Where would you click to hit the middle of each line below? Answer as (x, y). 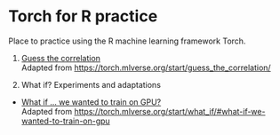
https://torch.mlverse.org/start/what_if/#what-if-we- (170, 111)
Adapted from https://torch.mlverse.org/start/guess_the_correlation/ (146, 67)
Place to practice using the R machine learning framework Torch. (127, 41)
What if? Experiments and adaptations (91, 84)
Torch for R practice (83, 16)
